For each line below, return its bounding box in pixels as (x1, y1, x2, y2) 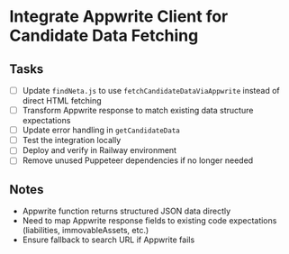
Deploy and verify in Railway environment (22, 145, 177, 156)
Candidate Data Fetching (9, 25, 199, 46)
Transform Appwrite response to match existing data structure (22, 105, 254, 116)
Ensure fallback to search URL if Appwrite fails (22, 234, 195, 245)
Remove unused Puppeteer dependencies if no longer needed (22, 155, 254, 166)
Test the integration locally (22, 135, 122, 146)
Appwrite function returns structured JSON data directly (22, 205, 231, 217)
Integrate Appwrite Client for (9, 6, 229, 27)
